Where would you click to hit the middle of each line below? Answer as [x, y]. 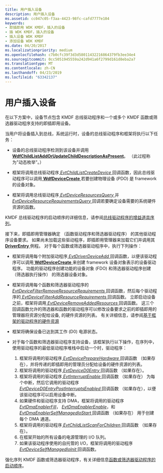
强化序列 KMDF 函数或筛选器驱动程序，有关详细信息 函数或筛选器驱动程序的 [81, 459]
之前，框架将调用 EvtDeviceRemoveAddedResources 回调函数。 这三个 [83, 303]
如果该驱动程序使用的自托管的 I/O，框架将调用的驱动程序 [76, 443]
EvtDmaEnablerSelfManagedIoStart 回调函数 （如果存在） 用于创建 [87, 413]
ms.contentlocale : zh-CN [30, 68]
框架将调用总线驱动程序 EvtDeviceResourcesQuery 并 [65, 195]
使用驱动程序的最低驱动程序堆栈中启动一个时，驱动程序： [69, 348]
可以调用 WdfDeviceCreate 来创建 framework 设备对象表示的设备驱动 [86, 262]
